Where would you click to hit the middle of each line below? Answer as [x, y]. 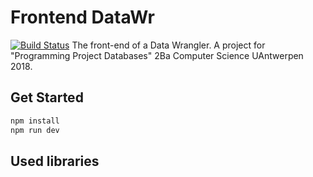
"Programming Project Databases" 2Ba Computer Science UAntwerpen [157, 55]
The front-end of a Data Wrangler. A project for [168, 45]
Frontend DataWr [82, 17]
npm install [35, 121]
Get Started [47, 97]
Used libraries [55, 161]
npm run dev [35, 130]
